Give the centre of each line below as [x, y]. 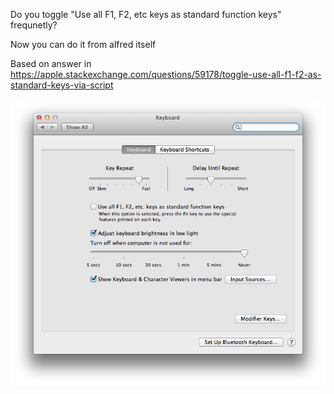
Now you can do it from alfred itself [83, 44]
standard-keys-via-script [62, 85]
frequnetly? [34, 25]
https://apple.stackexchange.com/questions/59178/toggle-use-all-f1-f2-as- [166, 74]
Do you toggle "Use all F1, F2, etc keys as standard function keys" [146, 14]
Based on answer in [51, 63]
